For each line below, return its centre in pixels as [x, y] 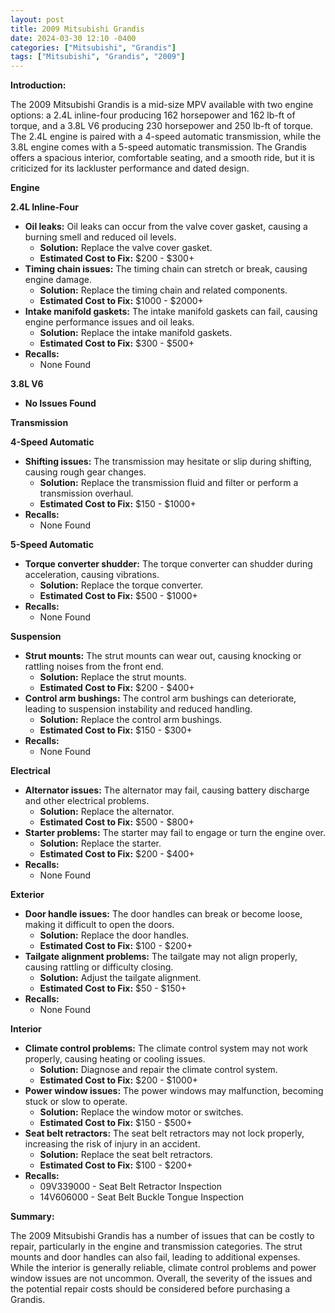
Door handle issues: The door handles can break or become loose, [163, 914]
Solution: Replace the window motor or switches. [141, 1112]
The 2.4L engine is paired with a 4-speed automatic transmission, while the [166, 137]
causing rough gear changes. [85, 472]
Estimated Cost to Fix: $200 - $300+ [117, 258]
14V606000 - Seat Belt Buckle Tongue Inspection [141, 1197]
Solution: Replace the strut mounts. [113, 677]
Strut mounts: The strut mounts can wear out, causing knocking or [163, 656]
